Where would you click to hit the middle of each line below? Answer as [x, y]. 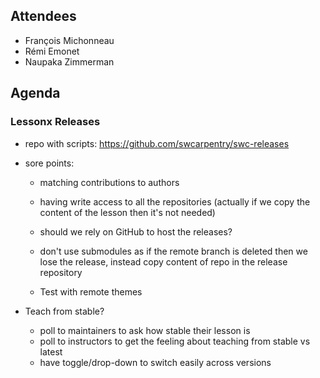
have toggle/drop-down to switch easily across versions [155, 362]
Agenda [35, 93]
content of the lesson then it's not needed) [127, 212]
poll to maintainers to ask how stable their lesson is [145, 330]
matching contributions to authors [109, 182]
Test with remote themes [91, 291]
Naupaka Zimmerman [69, 61]
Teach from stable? [64, 311]
